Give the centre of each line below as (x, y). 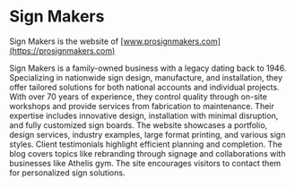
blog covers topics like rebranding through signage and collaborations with (147, 153)
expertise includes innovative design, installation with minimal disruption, (144, 115)
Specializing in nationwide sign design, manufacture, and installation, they (146, 77)
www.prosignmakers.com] (172, 41)
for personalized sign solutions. (67, 173)
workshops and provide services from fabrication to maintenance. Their (142, 106)
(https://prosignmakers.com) (62, 50)
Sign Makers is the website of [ (66, 41)
